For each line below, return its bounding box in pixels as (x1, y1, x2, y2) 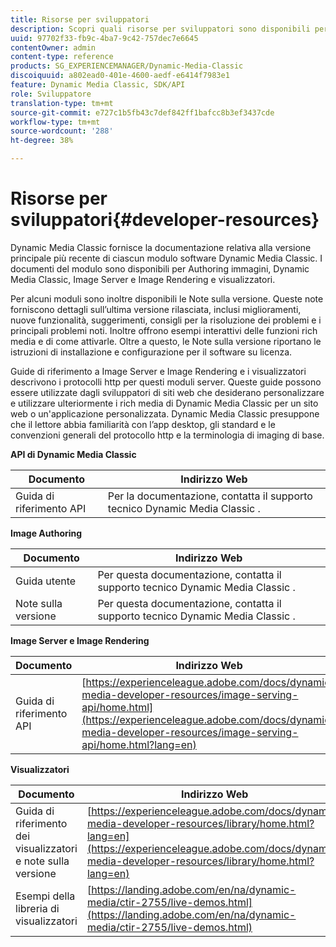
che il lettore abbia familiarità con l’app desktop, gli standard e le (10, 418, 276, 430)
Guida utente (15, 574, 77, 588)
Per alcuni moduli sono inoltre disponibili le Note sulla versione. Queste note (10, 292, 324, 305)
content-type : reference (10, 52, 114, 62)
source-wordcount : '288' (10, 126, 114, 136)
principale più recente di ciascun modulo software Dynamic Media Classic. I (10, 252, 323, 264)
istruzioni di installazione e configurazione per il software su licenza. (10, 346, 293, 358)
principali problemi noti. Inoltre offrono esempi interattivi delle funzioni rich (10, 324, 318, 336)
